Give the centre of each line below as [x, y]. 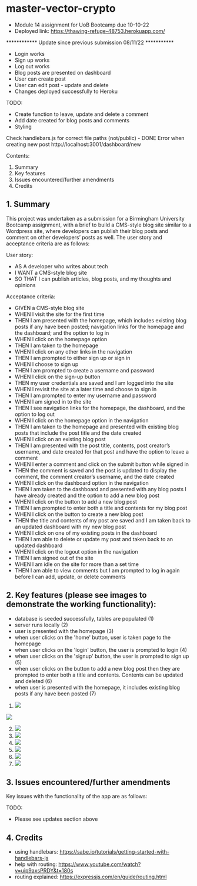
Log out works [32, 66]
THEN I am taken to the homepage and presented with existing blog [97, 427]
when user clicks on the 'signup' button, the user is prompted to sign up [102, 656]
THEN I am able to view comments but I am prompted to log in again [97, 570]
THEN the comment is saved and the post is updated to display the [96, 470]
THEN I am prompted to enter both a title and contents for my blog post [101, 508]
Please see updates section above [56, 819]
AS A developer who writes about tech [61, 266]
